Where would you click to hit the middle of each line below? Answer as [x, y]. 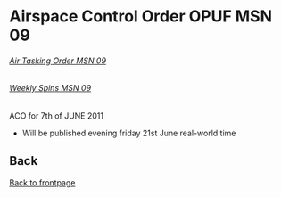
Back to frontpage [42, 182]
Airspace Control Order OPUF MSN [140, 16]
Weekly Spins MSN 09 [50, 88]
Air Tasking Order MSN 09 [58, 61]
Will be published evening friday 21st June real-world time [129, 133]
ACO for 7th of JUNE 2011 [57, 116]
